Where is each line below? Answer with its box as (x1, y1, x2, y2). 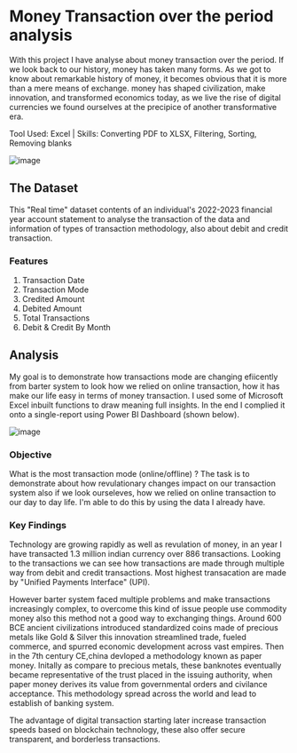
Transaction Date (21, 275, 85, 286)
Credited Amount (21, 294, 85, 305)
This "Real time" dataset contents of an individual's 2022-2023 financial (9, 204, 273, 215)
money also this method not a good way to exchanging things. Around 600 (9, 613, 282, 623)
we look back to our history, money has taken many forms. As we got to (9, 64, 271, 75)
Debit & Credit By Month (21, 322, 111, 333)
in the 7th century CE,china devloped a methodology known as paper (9, 651, 262, 662)
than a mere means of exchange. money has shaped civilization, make (9, 83, 266, 93)
